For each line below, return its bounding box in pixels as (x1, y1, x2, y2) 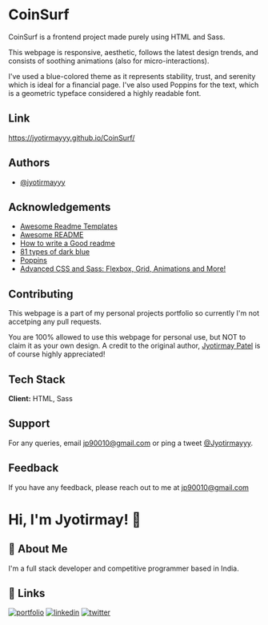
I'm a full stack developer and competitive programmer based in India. (8, 563, 240, 573)
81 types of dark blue (19, 247, 90, 257)
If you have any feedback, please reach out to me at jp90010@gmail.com (8, 482, 250, 492)
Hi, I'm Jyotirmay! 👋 (8, 510, 142, 528)
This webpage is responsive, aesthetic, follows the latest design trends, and (8, 47, 258, 57)
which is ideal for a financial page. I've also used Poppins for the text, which (8, 80, 259, 90)
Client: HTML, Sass (8, 394, 74, 403)
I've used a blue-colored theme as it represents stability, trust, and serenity (8, 71, 256, 81)
